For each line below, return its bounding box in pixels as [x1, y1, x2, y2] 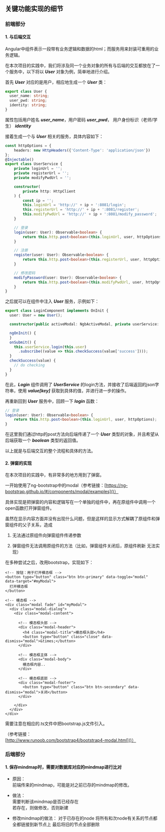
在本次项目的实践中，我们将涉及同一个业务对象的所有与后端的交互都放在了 [5, 62, 156, 68]
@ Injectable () [5, 157, 34, 162]
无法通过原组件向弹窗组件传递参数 [12, 532, 82, 539]
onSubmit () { [9, 340, 36, 345]
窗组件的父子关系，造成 [5, 522, 53, 528]
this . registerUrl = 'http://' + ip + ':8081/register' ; [23, 207, 139, 212]
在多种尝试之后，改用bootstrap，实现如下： [5, 559, 94, 566]
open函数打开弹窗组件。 [5, 505, 55, 511]
